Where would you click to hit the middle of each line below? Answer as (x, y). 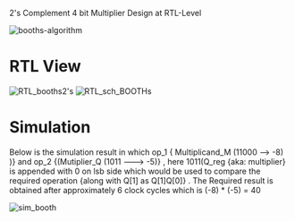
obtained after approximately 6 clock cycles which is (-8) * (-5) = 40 (135, 190)
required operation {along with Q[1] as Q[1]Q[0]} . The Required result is (142, 180)
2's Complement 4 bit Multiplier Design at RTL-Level (105, 13)
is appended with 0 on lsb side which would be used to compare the (135, 171)
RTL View (46, 67)
